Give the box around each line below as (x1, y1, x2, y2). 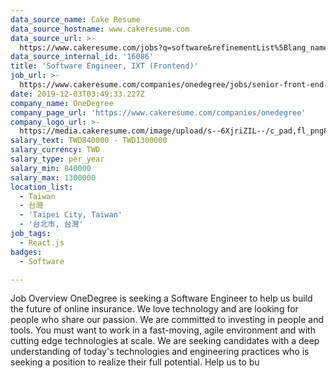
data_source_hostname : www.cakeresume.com (10, 24, 190, 34)
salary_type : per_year (10, 154, 105, 164)
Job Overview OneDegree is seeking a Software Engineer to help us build (10, 292, 313, 305)
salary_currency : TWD (10, 145, 101, 155)
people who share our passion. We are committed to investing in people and (10, 314, 325, 326)
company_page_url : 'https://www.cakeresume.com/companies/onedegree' (10, 107, 307, 118)
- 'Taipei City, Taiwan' (19, 210, 123, 220)
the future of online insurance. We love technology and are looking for (10, 303, 299, 315)
